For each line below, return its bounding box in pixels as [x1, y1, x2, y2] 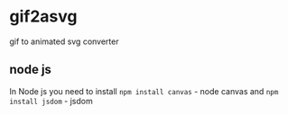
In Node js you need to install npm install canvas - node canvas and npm [9, 85, 279, 96]
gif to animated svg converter [9, 36, 119, 47]
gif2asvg [9, 6, 78, 27]
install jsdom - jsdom [9, 95, 93, 106]
